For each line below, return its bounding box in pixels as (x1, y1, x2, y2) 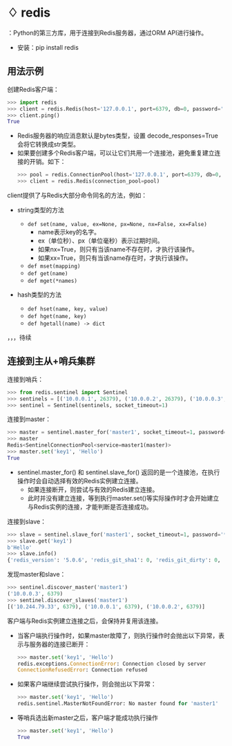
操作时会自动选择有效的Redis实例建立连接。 (17, 476, 143, 485)
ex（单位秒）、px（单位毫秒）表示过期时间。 (37, 236, 164, 245)
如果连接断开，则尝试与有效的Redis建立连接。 (27, 485, 159, 494)
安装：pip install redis (17, 43, 79, 51)
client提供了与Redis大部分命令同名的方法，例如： (7, 192, 148, 199)
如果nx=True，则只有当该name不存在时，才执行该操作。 (37, 245, 198, 253)
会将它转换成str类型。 (17, 140, 80, 149)
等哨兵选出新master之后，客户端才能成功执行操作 (17, 714, 159, 722)
